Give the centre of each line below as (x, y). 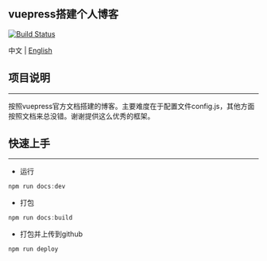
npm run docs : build (41, 218)
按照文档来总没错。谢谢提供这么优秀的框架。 (81, 116)
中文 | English (31, 50)
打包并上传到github (51, 234)
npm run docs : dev (37, 187)
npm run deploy (33, 249)
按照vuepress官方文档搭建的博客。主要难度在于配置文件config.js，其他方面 (132, 106)
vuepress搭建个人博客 (64, 14)
